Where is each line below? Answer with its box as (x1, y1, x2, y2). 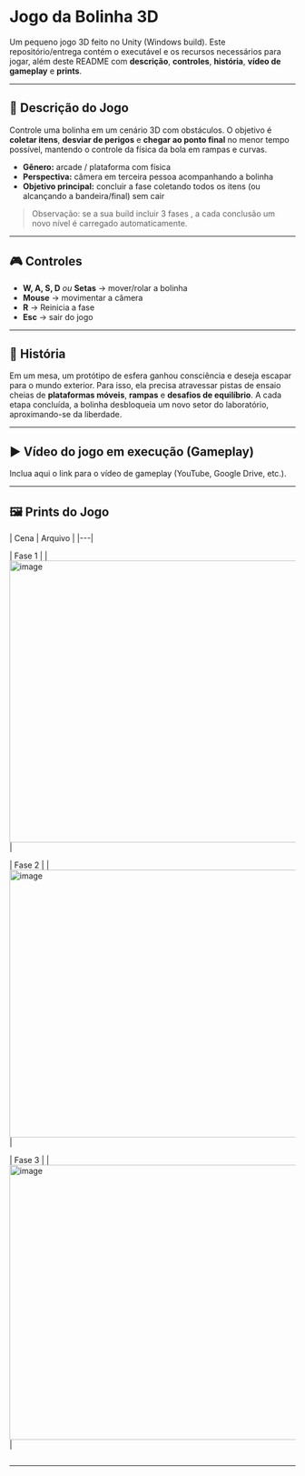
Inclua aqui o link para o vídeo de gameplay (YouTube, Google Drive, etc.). (9, 468, 288, 479)
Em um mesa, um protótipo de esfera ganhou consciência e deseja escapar (9, 370, 292, 381)
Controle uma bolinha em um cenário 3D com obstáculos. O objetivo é (9, 125, 272, 136)
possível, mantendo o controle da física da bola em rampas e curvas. (9, 144, 268, 155)
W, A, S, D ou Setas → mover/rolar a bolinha (22, 282, 188, 293)
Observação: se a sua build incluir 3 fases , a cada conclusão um (31, 207, 275, 219)
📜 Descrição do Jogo (9, 100, 129, 115)
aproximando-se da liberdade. (9, 409, 123, 420)
